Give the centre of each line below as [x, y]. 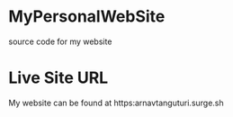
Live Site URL [58, 78]
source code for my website [60, 41]
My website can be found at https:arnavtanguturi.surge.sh [116, 103]
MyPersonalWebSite [87, 17]
